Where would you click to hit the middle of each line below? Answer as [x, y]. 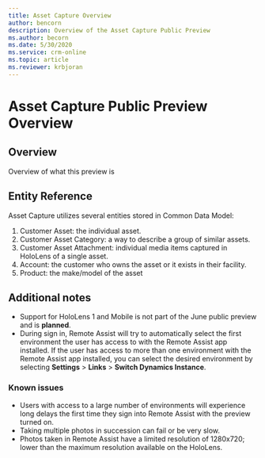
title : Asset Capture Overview [60, 15]
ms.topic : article [38, 60]
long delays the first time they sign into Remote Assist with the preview [135, 414]
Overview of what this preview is [61, 171]
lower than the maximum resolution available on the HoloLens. [121, 447]
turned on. [36, 422]
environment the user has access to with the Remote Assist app [123, 342]
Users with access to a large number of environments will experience [132, 405]
